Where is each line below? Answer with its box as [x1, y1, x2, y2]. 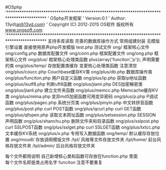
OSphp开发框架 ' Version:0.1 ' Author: [50, 15, 126, 21]
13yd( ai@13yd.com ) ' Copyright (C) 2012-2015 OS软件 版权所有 [5, 22, 134, 27]
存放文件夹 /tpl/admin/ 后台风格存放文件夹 [9, 143, 95, 148]
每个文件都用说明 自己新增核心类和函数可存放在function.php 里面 [5, 153, 138, 159]
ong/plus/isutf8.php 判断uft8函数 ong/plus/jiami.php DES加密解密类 [5, 81, 143, 87]
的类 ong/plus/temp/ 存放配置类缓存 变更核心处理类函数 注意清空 [5, 63, 137, 68]
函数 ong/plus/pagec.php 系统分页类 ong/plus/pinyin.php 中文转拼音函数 [5, 100, 154, 105]
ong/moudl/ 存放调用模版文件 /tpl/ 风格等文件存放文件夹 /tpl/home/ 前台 [10, 136, 157, 142]
